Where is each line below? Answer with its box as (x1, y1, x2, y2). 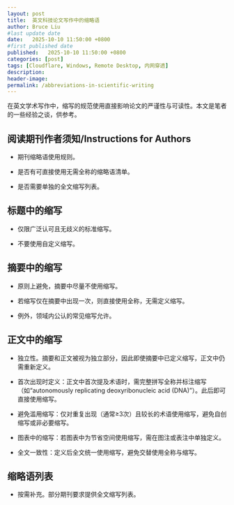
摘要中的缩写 (7, 262, 63, 274)
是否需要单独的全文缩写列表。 (17, 182, 103, 191)
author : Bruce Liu (7, 23, 61, 30)
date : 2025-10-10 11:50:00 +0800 (7, 36, 111, 43)
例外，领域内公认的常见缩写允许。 (17, 312, 116, 320)
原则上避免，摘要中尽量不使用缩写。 (17, 281, 122, 290)
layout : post (7, 10, 45, 17)
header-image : (7, 75, 49, 82)
